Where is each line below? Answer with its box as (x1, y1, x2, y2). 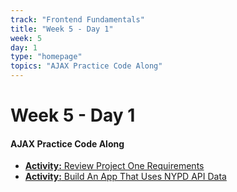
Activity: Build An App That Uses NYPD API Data (24, 171, 227, 183)
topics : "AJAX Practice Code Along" (10, 61, 163, 71)
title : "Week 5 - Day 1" (10, 24, 114, 34)
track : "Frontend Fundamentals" (10, 14, 145, 25)
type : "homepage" (10, 52, 83, 62)
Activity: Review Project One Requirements (24, 160, 205, 172)
